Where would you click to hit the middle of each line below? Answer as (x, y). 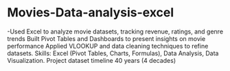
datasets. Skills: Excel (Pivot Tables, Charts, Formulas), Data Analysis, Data (113, 53)
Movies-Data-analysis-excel (91, 13)
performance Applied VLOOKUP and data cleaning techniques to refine (108, 46)
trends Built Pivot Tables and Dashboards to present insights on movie (106, 38)
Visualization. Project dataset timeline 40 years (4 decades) (92, 60)
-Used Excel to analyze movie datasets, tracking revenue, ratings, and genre (115, 31)
